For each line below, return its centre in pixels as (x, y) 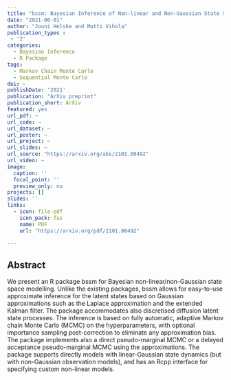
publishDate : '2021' (37, 90)
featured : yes (27, 109)
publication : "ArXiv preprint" (52, 97)
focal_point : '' (36, 179)
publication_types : (37, 33)
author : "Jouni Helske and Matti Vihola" (67, 26)
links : (16, 205)
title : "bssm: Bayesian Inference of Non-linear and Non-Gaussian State (113, 13)
